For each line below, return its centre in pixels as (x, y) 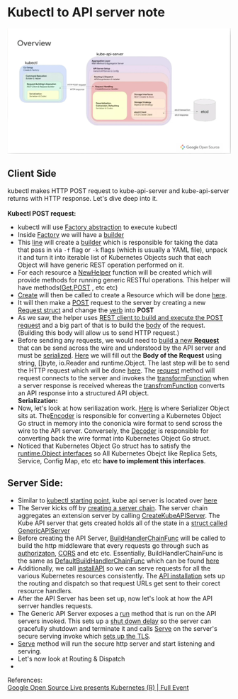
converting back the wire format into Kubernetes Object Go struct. (114, 438)
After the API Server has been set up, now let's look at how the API (115, 598)
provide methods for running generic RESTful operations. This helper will (124, 280)
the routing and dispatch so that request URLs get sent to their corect (119, 583)
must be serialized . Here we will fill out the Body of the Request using (119, 355)
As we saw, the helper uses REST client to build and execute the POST (120, 317)
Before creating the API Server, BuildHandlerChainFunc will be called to (121, 538)
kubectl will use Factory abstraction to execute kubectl (97, 227)
